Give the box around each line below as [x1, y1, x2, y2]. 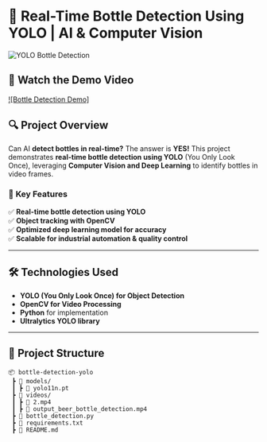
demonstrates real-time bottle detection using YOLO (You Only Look [8, 152, 236, 161]
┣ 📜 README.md [11, 426, 59, 434]
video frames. [8, 169, 54, 178]
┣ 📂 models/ [11, 378, 52, 386]
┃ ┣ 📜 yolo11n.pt [11, 385, 69, 393]
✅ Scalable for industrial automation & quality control [8, 234, 188, 243]
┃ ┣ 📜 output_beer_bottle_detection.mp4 [11, 405, 148, 413]
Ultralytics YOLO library [19, 316, 101, 325]
